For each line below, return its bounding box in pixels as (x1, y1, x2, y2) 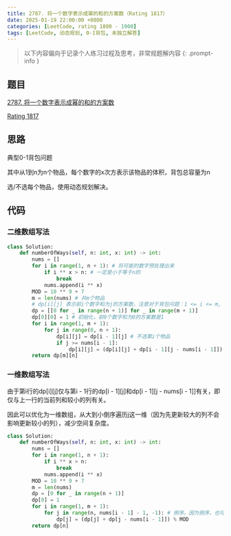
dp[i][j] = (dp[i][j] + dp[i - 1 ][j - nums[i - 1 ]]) (68, 346, 223, 353)
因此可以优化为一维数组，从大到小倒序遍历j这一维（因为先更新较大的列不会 (7, 410, 220, 418)
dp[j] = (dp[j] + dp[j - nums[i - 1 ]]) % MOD (56, 515, 189, 523)
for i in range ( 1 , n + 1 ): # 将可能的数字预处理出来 (32, 263, 175, 270)
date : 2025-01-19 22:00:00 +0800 (7, 17, 103, 23)
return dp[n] (32, 522, 69, 529)
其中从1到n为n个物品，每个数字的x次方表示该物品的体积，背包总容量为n (7, 168, 211, 176)
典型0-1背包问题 (7, 153, 53, 161)
